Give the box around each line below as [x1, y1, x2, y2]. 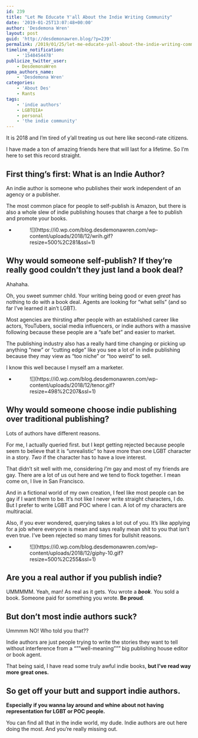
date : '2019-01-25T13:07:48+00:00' [6, 19, 94, 25]
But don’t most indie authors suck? [6, 611, 137, 621]
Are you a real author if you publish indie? [6, 572, 162, 583]
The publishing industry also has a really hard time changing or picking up [6, 340, 186, 347]
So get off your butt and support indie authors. [6, 686, 181, 696]
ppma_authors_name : [6, 69, 54, 75]
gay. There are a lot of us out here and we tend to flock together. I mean [6, 471, 181, 478]
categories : [6, 80, 35, 86]
